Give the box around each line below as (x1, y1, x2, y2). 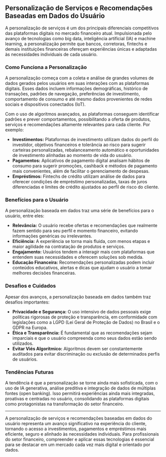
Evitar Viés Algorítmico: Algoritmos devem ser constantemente (12, 345, 143, 352)
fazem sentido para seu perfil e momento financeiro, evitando (12, 228, 138, 234)
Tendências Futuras (5, 369, 54, 376)
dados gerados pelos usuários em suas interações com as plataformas (5, 80, 149, 86)
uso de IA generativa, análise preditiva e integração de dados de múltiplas (5, 385, 156, 391)
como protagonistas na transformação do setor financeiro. (5, 401, 124, 407)
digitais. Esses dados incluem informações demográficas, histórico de (5, 85, 148, 91)
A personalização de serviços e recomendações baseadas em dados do (5, 415, 152, 421)
